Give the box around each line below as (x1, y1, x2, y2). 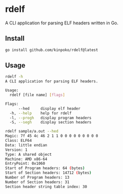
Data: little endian (5, 142, 48, 147)
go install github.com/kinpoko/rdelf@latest (5, 47, 98, 53)
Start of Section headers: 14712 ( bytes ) (5, 170, 92, 176)
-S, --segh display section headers (9, 120, 92, 125)
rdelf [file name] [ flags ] (9, 93, 65, 98)
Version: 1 (5, 147, 28, 152)
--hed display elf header (18, 106, 81, 111)
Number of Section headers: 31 (5, 180, 70, 185)
